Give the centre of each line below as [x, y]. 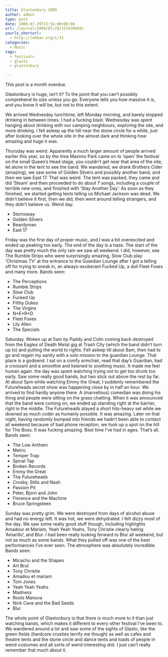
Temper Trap [26, 456]
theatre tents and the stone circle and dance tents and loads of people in [80, 639]
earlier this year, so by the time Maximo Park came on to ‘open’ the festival [82, 157]
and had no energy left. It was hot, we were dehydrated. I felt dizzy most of [83, 519]
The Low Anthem [30, 445]
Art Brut [21, 566]
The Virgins [24, 308]
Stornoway [24, 214]
